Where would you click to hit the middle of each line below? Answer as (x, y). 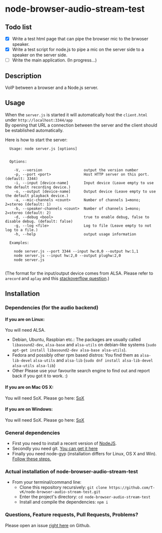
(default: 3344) (21, 179)
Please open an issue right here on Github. (48, 525)
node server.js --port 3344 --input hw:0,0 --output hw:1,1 (76, 251)
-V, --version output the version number (76, 170)
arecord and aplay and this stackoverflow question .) (57, 278)
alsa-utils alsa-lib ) (34, 365)
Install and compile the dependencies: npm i (64, 502)
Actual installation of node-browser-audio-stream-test (71, 471)
